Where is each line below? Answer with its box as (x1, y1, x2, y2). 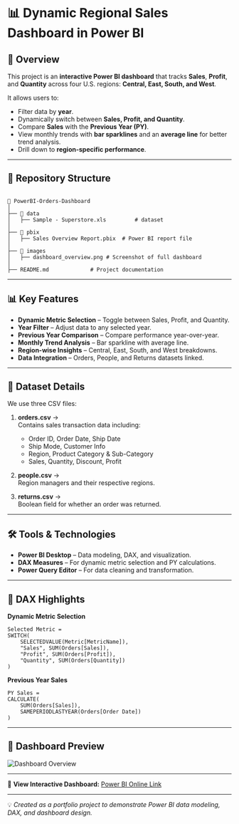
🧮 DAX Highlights (7, 593, 85, 605)
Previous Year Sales (7, 676, 68, 684)
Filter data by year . (17, 108, 74, 115)
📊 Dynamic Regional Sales (7, 5, 169, 21)
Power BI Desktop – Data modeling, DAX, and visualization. (17, 551, 192, 559)
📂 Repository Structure (7, 172, 111, 184)
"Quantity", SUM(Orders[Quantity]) (20, 657, 126, 664)
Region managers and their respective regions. (17, 479, 155, 487)
